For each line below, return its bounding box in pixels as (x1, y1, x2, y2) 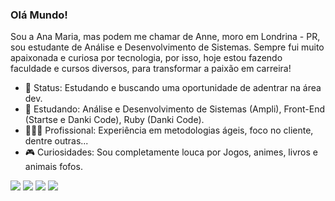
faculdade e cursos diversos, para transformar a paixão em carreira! (10, 63, 292, 75)
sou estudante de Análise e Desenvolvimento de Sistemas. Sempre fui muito (10, 41, 325, 53)
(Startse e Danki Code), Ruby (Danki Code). (24, 114, 205, 126)
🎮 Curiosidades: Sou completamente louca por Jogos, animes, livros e (24, 146, 318, 158)
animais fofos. (24, 161, 83, 173)
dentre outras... (24, 135, 89, 147)
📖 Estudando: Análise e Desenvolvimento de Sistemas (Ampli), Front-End (24, 103, 325, 115)
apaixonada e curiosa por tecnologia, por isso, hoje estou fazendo (10, 52, 283, 64)
